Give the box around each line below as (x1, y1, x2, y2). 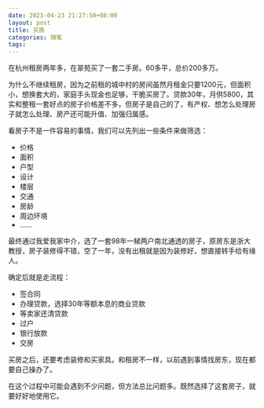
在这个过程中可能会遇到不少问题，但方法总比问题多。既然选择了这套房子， (8, 381, 249, 391)
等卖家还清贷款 (19, 309, 68, 319)
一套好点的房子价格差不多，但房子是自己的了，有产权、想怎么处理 (35, 100, 249, 109)
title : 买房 (8, 26, 45, 34)
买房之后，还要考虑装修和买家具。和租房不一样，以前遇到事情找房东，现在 (8, 355, 249, 365)
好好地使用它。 (14, 392, 64, 401)
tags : (8, 41, 26, 49)
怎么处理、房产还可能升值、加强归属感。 (21, 109, 153, 118)
